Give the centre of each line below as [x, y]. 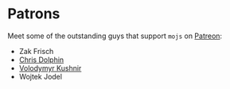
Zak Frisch [36, 51]
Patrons [34, 14]
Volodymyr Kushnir [50, 68]
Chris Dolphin [41, 60]
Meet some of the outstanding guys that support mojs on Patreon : [115, 36]
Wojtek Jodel [41, 76]
